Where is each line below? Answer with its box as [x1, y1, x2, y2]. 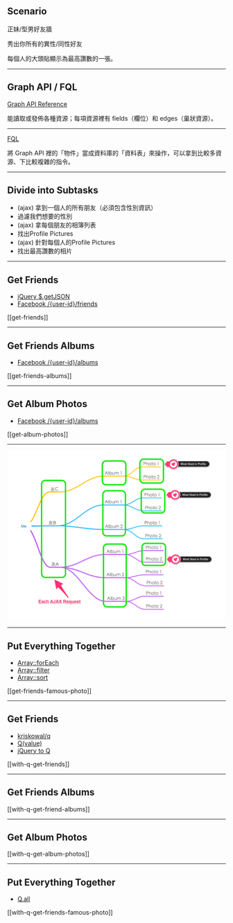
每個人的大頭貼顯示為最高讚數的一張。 [7, 54, 116, 62]
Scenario [7, 6, 47, 17]
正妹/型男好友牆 [7, 24, 53, 33]
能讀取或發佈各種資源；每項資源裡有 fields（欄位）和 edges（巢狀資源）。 [7, 114, 217, 122]
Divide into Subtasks [7, 184, 98, 196]
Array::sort [17, 673, 49, 682]
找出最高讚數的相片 [17, 247, 73, 255]
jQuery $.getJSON [17, 293, 71, 301]
